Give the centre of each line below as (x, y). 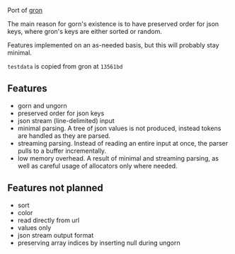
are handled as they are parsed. (64, 135)
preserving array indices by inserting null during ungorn (99, 243)
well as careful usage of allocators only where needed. (98, 166)
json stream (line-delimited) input (66, 120)
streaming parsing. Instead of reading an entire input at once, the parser (123, 143)
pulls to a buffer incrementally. (62, 151)
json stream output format (56, 235)
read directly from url (48, 220)
